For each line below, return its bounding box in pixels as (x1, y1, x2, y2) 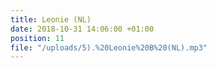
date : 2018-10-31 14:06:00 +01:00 (10, 24, 155, 34)
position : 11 (10, 33, 65, 43)
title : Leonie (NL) (10, 14, 92, 25)
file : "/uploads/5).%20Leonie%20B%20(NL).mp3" (10, 42, 208, 53)
